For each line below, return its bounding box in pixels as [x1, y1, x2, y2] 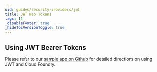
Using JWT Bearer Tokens [5, 43, 87, 52]
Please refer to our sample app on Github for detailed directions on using [5, 56, 153, 62]
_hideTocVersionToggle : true [5, 25, 65, 30]
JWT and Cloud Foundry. [5, 61, 56, 67]
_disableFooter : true [5, 20, 50, 26]
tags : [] [5, 16, 23, 21]
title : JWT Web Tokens [5, 12, 52, 17]
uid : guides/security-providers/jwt [5, 7, 80, 12]
